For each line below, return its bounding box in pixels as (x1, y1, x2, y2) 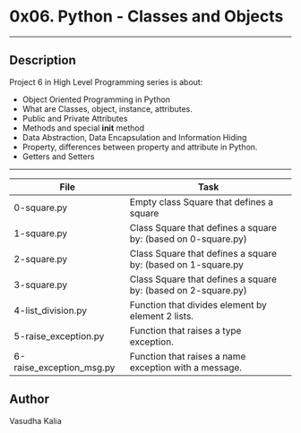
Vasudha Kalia (9, 415, 63, 426)
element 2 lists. (129, 310, 194, 322)
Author (9, 392, 49, 407)
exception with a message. (129, 361, 243, 373)
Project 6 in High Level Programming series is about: (9, 76, 203, 87)
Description (9, 53, 76, 68)
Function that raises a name (129, 350, 246, 362)
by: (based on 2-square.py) (129, 284, 248, 296)
